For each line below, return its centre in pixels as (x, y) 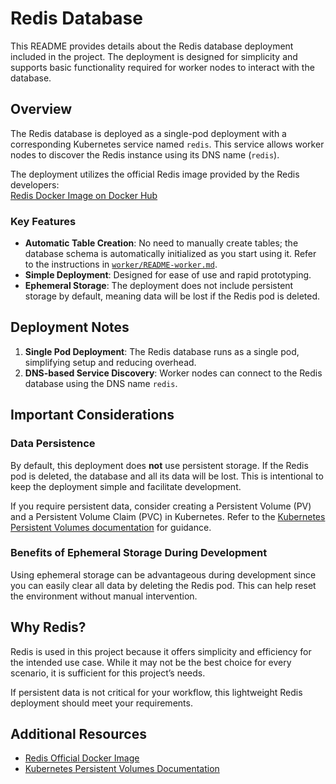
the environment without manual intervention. (104, 596)
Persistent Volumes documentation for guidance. (111, 527)
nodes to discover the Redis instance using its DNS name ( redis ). (145, 154)
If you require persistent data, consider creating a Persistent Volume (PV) (161, 506)
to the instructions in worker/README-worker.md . (121, 264)
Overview (41, 109)
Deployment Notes (70, 327)
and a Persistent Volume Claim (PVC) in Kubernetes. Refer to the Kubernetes (168, 516)
